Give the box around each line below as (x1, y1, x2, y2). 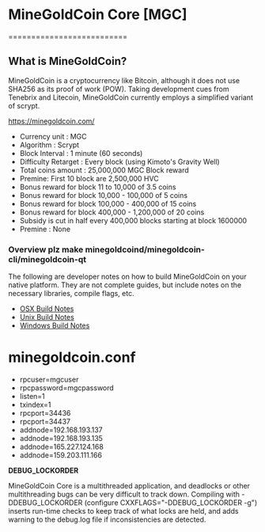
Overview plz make (8, 244, 84, 255)
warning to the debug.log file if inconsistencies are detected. (8, 515, 206, 524)
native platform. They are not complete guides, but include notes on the (8, 280, 242, 290)
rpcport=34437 (19, 416, 71, 426)
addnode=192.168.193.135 (19, 433, 103, 443)
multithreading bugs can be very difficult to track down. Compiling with (8, 489, 240, 499)
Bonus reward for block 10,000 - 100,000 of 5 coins (19, 190, 188, 199)
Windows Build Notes (19, 321, 90, 330)
